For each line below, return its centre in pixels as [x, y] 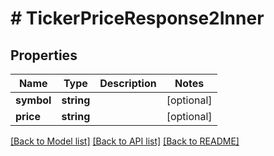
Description [128, 83]
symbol [33, 100]
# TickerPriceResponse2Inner [137, 18]
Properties [44, 55]
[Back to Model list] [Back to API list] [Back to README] [125, 141]
